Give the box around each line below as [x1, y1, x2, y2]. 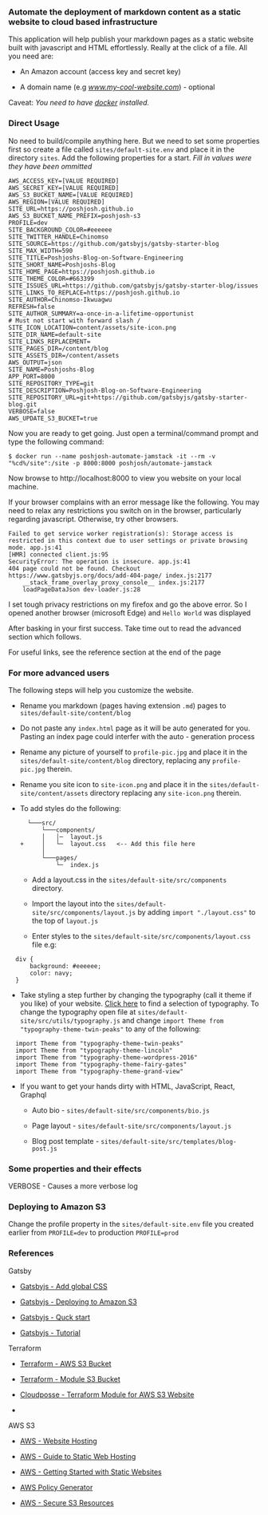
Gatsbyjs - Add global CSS [19, 1281, 108, 1291]
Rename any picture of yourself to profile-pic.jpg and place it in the [19, 747, 248, 757]
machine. [8, 481, 39, 491]
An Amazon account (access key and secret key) [19, 67, 181, 77]
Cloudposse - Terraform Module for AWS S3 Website [19, 1390, 195, 1399]
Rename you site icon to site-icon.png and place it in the [19, 779, 208, 789]
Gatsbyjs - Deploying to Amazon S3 [19, 1296, 137, 1307]
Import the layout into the [31, 899, 115, 908]
